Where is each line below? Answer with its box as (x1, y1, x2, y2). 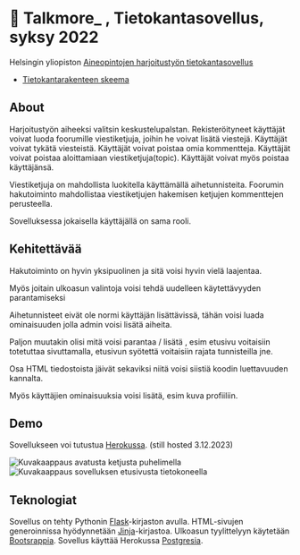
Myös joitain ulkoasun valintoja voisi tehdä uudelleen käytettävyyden (9, 282, 262, 294)
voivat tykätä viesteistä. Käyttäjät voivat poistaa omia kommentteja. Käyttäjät (9, 142, 291, 153)
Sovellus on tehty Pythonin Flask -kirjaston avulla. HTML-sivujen (9, 517, 244, 527)
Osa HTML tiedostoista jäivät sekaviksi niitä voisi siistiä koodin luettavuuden (9, 363, 288, 374)
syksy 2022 (9, 27, 99, 47)
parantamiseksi (9, 292, 66, 303)
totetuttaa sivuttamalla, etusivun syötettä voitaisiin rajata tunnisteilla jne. (9, 346, 274, 356)
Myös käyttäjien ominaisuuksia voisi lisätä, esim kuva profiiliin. (9, 389, 238, 401)
